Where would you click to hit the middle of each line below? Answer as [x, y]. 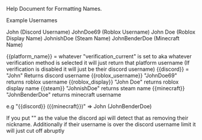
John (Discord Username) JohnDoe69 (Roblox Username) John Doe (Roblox [101, 32]
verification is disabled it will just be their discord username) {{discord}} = [98, 69]
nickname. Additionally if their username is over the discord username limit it [101, 124]
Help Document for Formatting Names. [54, 9]
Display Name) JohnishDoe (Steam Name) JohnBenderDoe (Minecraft [93, 38]
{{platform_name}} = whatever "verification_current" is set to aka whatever [99, 56]
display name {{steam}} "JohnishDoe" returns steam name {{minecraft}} [96, 88]
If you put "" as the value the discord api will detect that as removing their [97, 118]
